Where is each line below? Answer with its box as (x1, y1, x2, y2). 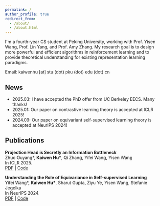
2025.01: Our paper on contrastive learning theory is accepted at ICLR (12, 106, 154, 113)
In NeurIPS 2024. (5, 190, 40, 196)
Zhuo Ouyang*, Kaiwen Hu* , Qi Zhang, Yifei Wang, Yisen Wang (5, 155, 133, 160)
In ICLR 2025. (5, 160, 33, 165)
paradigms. (5, 60, 28, 66)
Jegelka (5, 184, 21, 191)
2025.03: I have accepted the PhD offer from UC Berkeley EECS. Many (12, 96, 155, 102)
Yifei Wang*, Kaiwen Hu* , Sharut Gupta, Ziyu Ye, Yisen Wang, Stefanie (5, 180, 148, 185)
